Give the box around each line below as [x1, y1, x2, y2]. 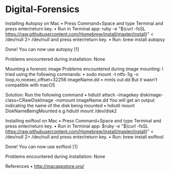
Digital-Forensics [5, 4, 80, 15]
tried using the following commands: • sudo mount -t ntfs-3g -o [5, 71, 139, 77]
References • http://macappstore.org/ [5, 163, 85, 169]
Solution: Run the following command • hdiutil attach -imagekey [5, 92, 139, 98]
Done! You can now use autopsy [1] [5, 46, 80, 52]
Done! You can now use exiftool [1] [5, 143, 78, 150]
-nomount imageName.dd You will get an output [54, 97, 155, 103]
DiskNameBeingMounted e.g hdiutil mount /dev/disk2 [5, 108, 117, 114]
